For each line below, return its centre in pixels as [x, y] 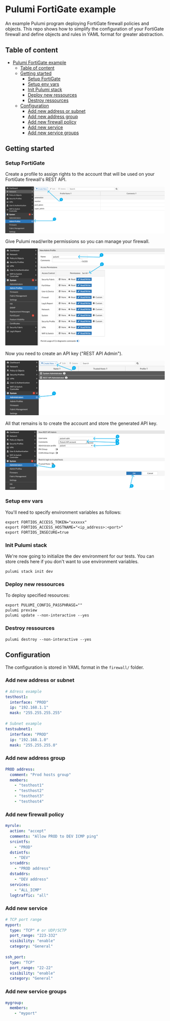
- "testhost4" [29, 801]
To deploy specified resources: [37, 595]
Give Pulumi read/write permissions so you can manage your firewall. [77, 241]
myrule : [13, 826]
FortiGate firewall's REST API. [36, 179]
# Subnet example [24, 724]
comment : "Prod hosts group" [40, 775]
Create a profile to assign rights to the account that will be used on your [80, 174]
